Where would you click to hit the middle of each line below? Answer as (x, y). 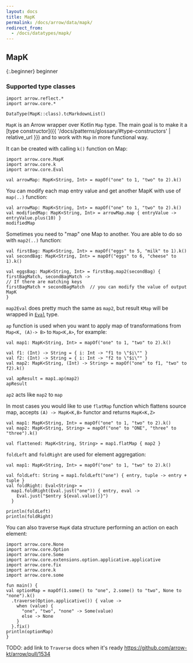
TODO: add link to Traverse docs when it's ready (65, 648)
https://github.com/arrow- (156, 648)
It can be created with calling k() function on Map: (67, 149)
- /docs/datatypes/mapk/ (42, 33)
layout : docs (22, 11)
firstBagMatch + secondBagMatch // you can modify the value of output (96, 287)
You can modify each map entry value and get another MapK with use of (94, 191)
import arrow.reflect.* (35, 99)
